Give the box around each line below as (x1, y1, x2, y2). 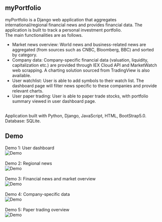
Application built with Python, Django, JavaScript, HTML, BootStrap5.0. (5, 112, 147, 118)
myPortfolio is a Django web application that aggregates (5, 16, 117, 22)
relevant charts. (12, 88, 44, 94)
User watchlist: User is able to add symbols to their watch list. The (12, 78, 144, 83)
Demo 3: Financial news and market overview (5, 175, 96, 181)
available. (12, 72, 31, 78)
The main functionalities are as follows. (5, 32, 83, 38)
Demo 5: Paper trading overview (5, 206, 70, 212)
